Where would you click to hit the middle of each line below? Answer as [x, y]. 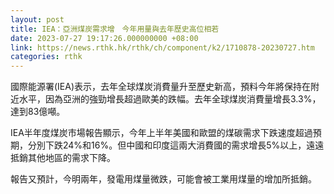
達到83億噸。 [38, 112]
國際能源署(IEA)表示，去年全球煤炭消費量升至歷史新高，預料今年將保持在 [161, 87]
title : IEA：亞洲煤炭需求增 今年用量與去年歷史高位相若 [115, 29]
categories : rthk [46, 57]
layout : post [37, 19]
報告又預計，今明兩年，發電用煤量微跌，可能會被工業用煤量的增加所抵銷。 [163, 179]
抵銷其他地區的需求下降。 [63, 158]
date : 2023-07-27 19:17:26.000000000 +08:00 [104, 38]
